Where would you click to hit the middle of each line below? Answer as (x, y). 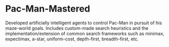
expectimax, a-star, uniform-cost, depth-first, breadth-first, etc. (72, 39)
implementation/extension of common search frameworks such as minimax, (85, 33)
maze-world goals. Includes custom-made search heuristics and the (77, 28)
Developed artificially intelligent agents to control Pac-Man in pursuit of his (83, 23)
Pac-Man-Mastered (48, 9)
